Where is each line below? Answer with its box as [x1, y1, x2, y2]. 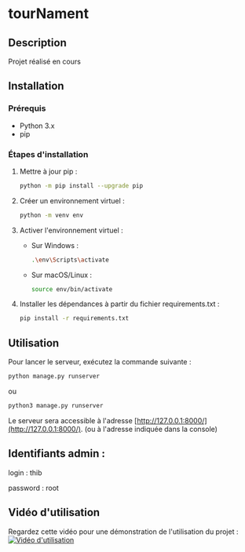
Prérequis [8, 103, 46, 114]
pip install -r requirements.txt [19, 315, 130, 323]
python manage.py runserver [8, 372, 101, 381]
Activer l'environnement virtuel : [19, 225, 123, 235]
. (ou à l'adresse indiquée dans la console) [80, 424, 218, 433]
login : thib [8, 468, 42, 477]
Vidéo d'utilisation [8, 506, 101, 519]
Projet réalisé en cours [8, 57, 81, 66]
